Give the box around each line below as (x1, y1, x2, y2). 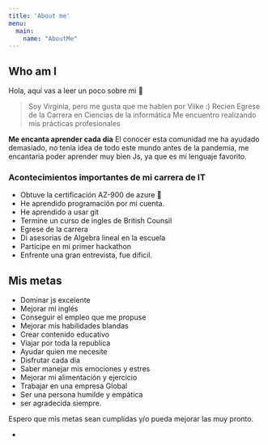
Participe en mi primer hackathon (19, 242, 132, 252)
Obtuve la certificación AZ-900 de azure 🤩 (19, 190, 162, 200)
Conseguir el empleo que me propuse (19, 312, 147, 322)
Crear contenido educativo (19, 329, 110, 340)
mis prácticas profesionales (28, 119, 121, 129)
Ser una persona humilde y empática (19, 390, 143, 400)
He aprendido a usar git (19, 207, 100, 217)
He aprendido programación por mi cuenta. (19, 199, 164, 209)
